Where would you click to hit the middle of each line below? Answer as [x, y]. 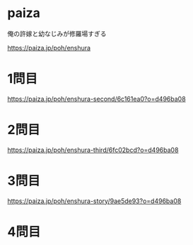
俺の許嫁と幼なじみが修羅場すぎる [57, 33]
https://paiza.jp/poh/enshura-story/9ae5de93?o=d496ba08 [94, 201]
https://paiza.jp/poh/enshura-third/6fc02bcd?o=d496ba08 [93, 150]
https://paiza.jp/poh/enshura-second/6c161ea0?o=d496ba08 [96, 99]
